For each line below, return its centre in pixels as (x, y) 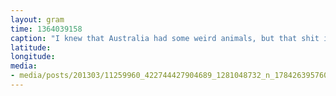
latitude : (31, 47)
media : (24, 66)
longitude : (33, 57)
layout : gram (37, 19)
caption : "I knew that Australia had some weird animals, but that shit (165, 38)
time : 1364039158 (46, 29)
